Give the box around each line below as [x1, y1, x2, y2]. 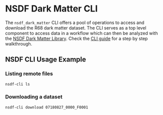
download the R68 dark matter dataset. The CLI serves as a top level [5, 24, 146, 30]
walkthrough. [5, 40, 32, 46]
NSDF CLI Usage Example [5, 55, 86, 64]
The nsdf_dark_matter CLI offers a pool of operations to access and [5, 19, 144, 25]
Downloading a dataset [5, 93, 62, 100]
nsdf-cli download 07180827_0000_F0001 [5, 104, 88, 110]
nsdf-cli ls [5, 81, 30, 86]
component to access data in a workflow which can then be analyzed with [5, 30, 158, 36]
